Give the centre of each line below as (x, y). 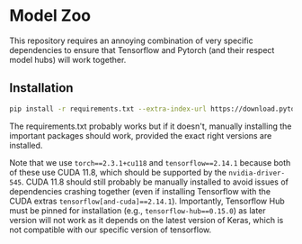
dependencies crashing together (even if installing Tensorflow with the (140, 191)
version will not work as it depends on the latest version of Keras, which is (147, 220)
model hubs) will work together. (68, 59)
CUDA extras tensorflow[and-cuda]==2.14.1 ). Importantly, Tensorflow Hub (147, 201)
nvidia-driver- (257, 173)
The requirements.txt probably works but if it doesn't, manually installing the (151, 126)
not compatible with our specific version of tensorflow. (111, 230)
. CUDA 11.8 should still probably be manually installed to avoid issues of (155, 182)
